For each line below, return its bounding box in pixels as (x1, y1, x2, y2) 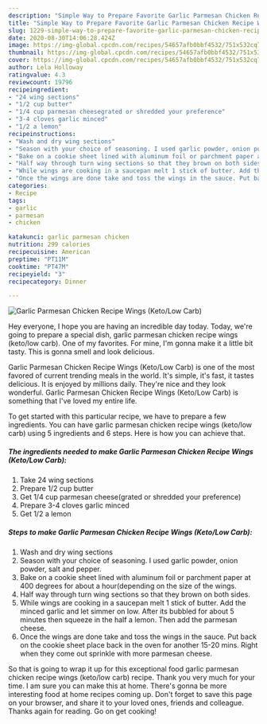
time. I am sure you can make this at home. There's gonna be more (8, 681, 227, 691)
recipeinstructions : (8, 130, 77, 138)
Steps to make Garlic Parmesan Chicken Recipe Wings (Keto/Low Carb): (8, 527, 253, 537)
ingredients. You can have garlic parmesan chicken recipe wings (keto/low (8, 420, 253, 430)
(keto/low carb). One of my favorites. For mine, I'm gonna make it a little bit (8, 339, 253, 348)
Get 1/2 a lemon (19, 509, 72, 519)
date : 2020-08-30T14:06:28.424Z (8, 33, 115, 42)
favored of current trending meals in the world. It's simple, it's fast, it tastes (8, 371, 254, 380)
